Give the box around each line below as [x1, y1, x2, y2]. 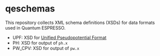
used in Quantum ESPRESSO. [5, 24, 66, 30]
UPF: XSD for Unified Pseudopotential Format [12, 34, 107, 40]
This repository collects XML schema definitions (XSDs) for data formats [5, 19, 155, 25]
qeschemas [5, 3, 55, 14]
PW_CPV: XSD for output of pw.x [12, 45, 79, 51]
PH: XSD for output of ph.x [12, 39, 68, 45]
